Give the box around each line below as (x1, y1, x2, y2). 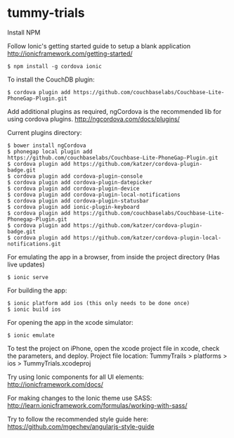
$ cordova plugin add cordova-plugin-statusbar (7, 197, 150, 205)
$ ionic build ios (7, 306, 61, 313)
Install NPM (7, 28, 41, 37)
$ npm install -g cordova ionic (7, 63, 102, 70)
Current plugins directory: (7, 128, 82, 136)
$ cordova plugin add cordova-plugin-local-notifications (7, 191, 181, 198)
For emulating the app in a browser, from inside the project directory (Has (7, 252, 220, 261)
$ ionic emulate (7, 332, 55, 339)
